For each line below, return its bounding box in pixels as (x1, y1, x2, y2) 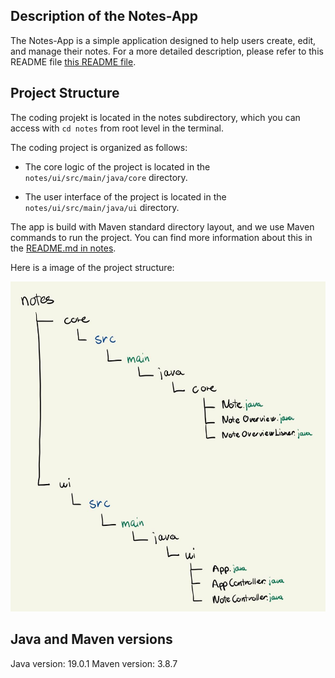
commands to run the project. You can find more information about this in (10, 231, 313, 243)
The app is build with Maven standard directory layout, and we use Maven (10, 220, 315, 233)
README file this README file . (10, 55, 137, 68)
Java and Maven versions (10, 631, 173, 648)
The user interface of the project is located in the (24, 190, 227, 203)
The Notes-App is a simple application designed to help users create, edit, (10, 34, 317, 46)
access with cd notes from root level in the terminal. (10, 122, 224, 134)
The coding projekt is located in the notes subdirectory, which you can (10, 111, 301, 123)
